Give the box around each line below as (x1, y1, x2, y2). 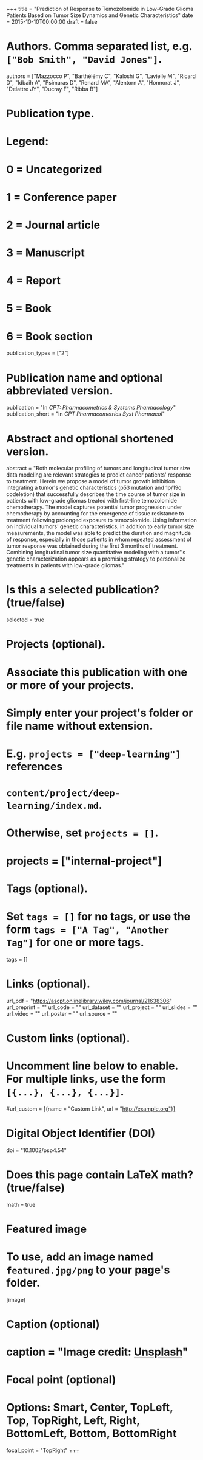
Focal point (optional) (6, 1373, 116, 1387)
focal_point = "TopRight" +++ (6, 1447, 80, 1454)
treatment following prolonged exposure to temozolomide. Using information (6, 517, 197, 524)
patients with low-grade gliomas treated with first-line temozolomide (6, 497, 178, 505)
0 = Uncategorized (6, 162, 102, 176)
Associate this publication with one (6, 665, 188, 679)
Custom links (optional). (6, 1031, 130, 1045)
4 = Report (6, 274, 61, 288)
